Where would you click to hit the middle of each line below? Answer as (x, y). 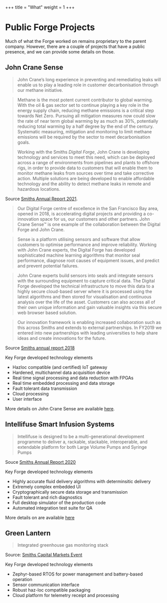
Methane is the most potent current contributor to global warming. (85, 100)
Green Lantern (28, 533)
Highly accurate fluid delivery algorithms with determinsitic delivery (82, 481)
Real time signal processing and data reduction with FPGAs (73, 378)
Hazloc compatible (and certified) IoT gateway (60, 367)
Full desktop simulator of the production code (59, 502)
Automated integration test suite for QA (52, 508)
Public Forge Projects (50, 27)
